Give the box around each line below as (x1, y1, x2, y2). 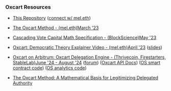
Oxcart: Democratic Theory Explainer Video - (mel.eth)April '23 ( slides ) (12, 44, 162, 51)
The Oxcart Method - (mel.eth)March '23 (12, 25, 99, 31)
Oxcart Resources (5, 4, 51, 11)
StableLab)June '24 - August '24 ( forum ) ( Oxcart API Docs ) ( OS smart (12, 60, 161, 66)
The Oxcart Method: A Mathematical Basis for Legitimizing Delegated (12, 75, 158, 81)
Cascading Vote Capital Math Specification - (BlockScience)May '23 (12, 34, 157, 41)
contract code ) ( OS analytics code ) (12, 65, 87, 71)
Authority (12, 80, 33, 86)
